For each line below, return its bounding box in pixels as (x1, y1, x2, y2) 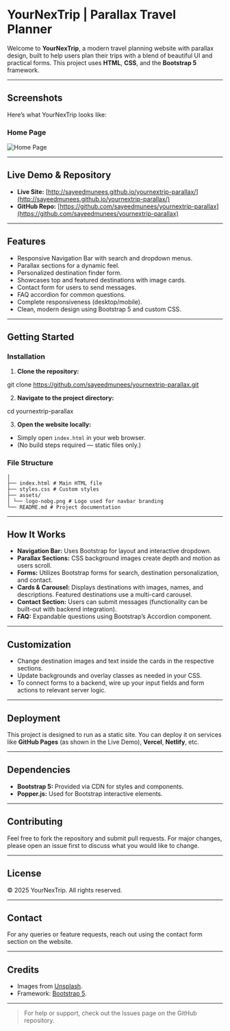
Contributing (7, 816, 63, 827)
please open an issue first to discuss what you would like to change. (7, 841, 200, 849)
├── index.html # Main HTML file (7, 480, 103, 487)
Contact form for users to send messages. (16, 283, 137, 291)
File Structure (7, 458, 53, 468)
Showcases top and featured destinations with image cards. (16, 276, 186, 284)
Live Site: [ (16, 187, 49, 195)
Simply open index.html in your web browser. (16, 434, 146, 442)
